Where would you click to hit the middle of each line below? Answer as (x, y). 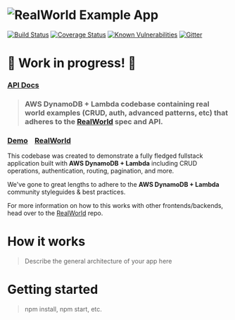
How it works (46, 241)
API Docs (23, 85)
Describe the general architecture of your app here (98, 261)
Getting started (53, 290)
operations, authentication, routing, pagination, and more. (91, 171)
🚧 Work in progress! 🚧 (72, 63)
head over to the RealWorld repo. (55, 213)
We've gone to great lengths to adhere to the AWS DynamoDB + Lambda (113, 185)
